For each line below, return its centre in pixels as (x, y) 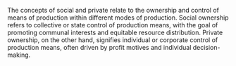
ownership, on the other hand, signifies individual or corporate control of (113, 40)
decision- (206, 47)
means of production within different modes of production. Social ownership (118, 18)
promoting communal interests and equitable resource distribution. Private (115, 32)
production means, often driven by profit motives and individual (99, 47)
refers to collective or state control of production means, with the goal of (113, 25)
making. (19, 55)
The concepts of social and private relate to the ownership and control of (113, 10)
